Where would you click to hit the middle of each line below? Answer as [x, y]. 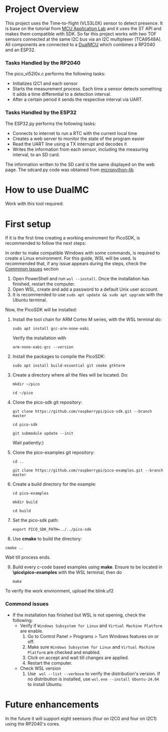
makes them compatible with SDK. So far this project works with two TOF [81, 34]
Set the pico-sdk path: [36, 520]
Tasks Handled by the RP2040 [43, 63]
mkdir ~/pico [26, 384]
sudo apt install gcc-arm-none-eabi [51, 329]
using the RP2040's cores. [33, 723]
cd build [22, 511]
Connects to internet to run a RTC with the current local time [75, 133]
